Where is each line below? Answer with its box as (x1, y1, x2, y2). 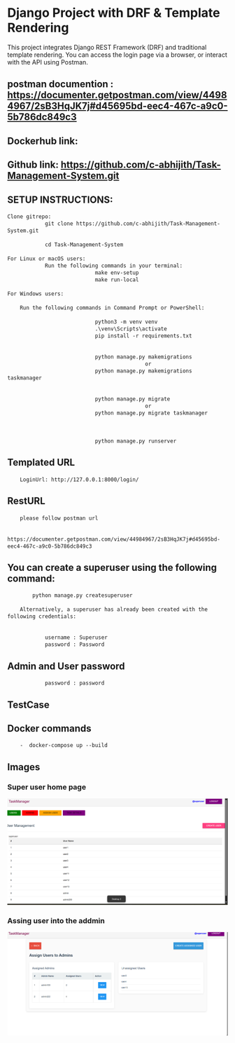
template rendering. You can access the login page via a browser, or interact (7, 51, 227, 59)
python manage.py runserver (94, 437, 177, 445)
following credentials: (7, 613, 77, 620)
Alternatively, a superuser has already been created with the (20, 606, 208, 613)
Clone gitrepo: (7, 213, 52, 220)
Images (7, 761, 41, 773)
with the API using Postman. (7, 58, 89, 66)
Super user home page (7, 782, 86, 792)
